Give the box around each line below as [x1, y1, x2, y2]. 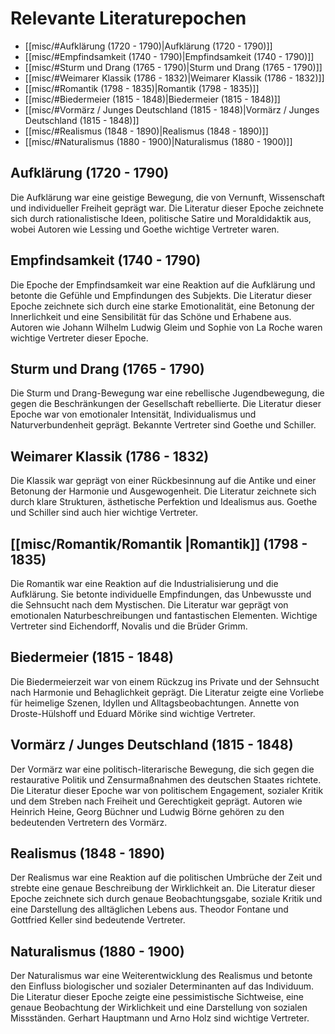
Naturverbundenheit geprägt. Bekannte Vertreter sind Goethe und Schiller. [10, 419, 317, 431]
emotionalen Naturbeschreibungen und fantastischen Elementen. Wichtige [10, 610, 318, 621]
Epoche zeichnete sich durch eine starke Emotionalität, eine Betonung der [10, 300, 315, 312]
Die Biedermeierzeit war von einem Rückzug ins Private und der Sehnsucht [10, 675, 320, 687]
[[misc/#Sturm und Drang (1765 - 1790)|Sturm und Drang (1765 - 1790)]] [24, 61, 323, 73]
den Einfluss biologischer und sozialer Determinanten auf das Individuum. [10, 980, 315, 992]
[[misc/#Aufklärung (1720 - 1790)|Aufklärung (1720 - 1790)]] [24, 40, 273, 52]
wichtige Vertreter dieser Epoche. [10, 332, 149, 344]
